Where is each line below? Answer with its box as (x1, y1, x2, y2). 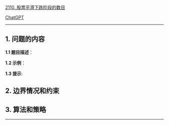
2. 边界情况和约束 (5, 87, 59, 95)
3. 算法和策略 (5, 105, 46, 114)
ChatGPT (5, 15, 24, 20)
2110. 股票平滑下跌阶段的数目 (5, 5, 65, 10)
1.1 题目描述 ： (5, 49, 34, 55)
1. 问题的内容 (5, 35, 45, 44)
